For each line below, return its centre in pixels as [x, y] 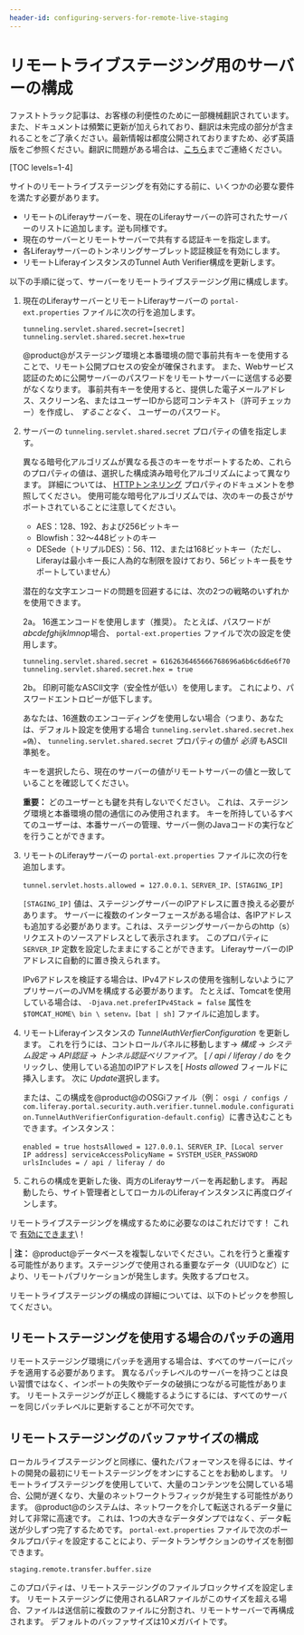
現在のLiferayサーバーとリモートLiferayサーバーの [115, 300]
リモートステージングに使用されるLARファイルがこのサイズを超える [153, 1599]
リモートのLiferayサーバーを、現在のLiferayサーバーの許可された [143, 216]
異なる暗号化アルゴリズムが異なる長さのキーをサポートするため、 [145, 461]
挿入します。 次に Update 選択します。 [93, 1078]
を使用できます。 [54, 602]
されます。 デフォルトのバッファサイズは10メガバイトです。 [121, 1621]
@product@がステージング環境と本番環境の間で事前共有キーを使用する [156, 355]
